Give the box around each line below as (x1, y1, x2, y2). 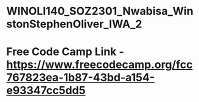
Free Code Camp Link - (6, 45, 125, 59)
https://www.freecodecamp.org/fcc (6, 58, 193, 72)
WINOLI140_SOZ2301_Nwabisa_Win (6, 4, 194, 18)
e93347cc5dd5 (6, 84, 86, 98)
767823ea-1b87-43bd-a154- (6, 71, 155, 84)
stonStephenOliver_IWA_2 (6, 17, 142, 31)
